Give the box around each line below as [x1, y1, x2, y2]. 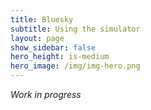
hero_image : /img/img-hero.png [10, 61, 141, 71]
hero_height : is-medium [10, 52, 110, 62]
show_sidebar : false [10, 42, 97, 53]
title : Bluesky [10, 14, 74, 25]
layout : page [10, 33, 65, 43]
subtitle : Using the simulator [10, 24, 141, 34]
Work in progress [10, 89, 82, 100]
